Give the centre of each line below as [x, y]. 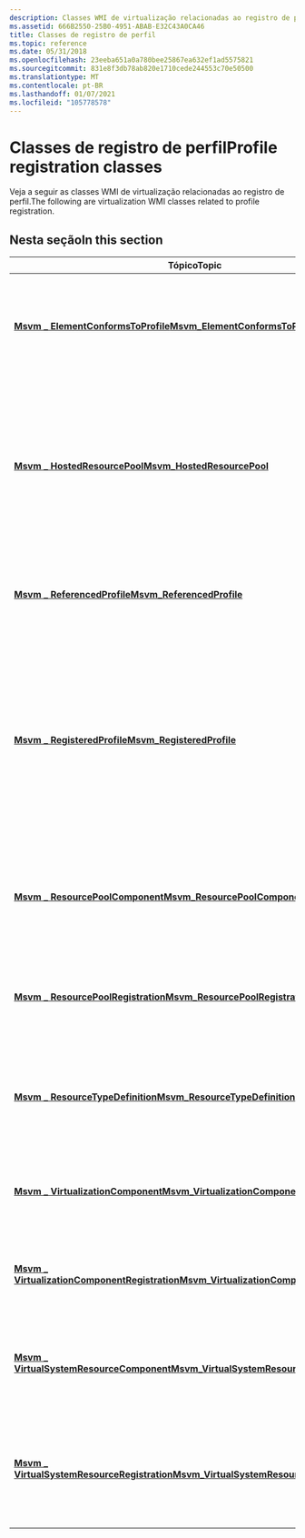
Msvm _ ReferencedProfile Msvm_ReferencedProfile [128, 595]
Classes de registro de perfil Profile [144, 147]
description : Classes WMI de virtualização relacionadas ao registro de [150, 18]
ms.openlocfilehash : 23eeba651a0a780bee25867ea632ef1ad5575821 [132, 60]
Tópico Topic [195, 266]
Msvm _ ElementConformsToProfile [92, 327]
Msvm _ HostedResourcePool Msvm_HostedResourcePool [142, 467]
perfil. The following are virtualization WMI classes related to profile [135, 202]
